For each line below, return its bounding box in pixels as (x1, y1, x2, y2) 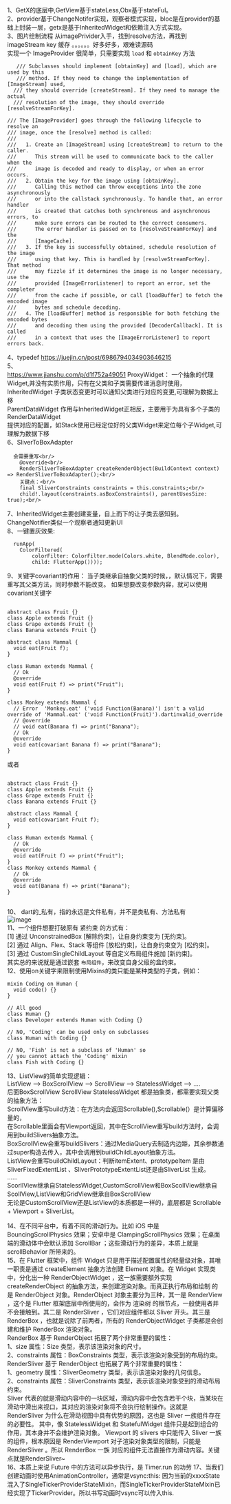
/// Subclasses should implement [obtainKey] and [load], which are (16, 63, 217, 70)
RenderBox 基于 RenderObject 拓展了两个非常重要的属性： (7, 1334, 173, 1342)
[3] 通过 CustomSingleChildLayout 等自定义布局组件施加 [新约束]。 (7, 950, 196, 957)
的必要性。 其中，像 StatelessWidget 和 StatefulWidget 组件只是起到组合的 (7, 1420, 219, 1428)
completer (7, 286, 36, 293)
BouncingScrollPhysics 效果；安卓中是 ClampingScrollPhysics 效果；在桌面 (7, 1230, 221, 1239)
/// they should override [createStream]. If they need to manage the (13, 87, 220, 94)
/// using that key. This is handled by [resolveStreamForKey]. (7, 256, 211, 263)
